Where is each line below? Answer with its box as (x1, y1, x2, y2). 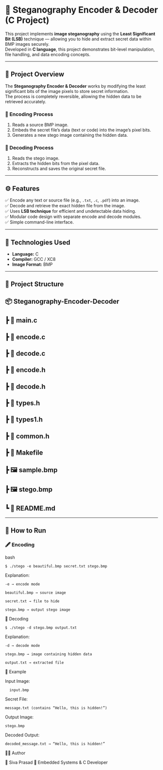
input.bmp (9, 687, 29, 693)
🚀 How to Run (5, 527, 47, 535)
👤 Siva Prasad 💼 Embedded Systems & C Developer (5, 759, 108, 765)
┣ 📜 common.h (5, 432, 49, 440)
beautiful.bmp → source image (5, 590, 66, 595)
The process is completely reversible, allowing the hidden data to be (5, 93, 142, 99)
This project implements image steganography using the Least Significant (5, 31, 155, 37)
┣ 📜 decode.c (5, 349, 46, 357)
